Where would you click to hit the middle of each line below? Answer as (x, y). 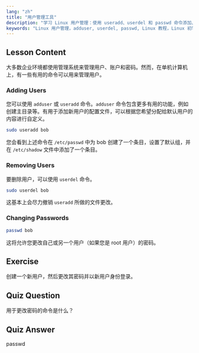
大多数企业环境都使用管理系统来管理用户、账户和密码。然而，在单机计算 (94, 67)
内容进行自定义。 (27, 119)
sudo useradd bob (28, 130)
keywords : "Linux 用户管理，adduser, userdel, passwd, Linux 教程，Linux (95, 28)
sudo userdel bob (28, 190)
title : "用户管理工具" (31, 17)
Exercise (23, 261)
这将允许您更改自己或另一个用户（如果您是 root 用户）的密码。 (83, 242)
